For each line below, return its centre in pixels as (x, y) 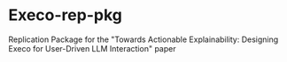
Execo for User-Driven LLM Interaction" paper (92, 48)
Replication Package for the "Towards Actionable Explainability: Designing (143, 39)
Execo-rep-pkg (66, 15)
